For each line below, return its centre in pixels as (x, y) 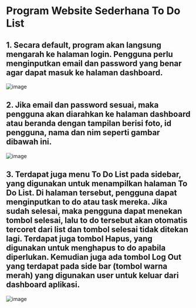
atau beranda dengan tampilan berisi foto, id (89, 124)
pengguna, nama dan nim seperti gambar (83, 133)
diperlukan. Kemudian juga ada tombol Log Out (94, 257)
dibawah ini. (29, 142)
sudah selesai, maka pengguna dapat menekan (94, 211)
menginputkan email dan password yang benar (94, 63)
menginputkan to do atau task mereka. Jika (87, 202)
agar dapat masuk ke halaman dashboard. (85, 73)
